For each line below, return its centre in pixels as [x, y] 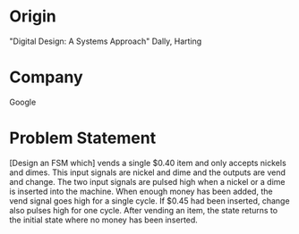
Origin [33, 17]
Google [23, 102]
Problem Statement [83, 138]
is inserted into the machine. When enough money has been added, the [141, 191]
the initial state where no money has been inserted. [104, 220]
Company [46, 77]
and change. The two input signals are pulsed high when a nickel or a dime [147, 181]
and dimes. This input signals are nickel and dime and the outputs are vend [148, 172]
